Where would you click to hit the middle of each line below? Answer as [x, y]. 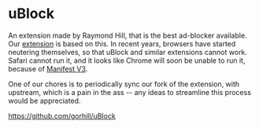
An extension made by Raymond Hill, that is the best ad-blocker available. [128, 35]
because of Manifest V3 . [48, 68]
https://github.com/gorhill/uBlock [62, 115]
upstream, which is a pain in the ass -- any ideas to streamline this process [130, 92]
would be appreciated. [44, 101]
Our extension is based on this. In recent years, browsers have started [122, 43]
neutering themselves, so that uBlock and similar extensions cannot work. [128, 52]
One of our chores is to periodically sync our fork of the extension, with [124, 84]
